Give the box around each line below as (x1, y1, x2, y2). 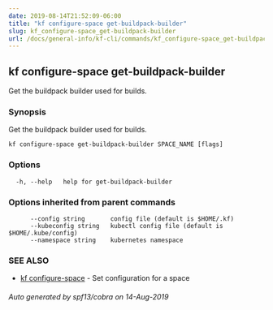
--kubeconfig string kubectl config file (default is (29, 222, 223, 230)
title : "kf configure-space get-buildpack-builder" (8, 19, 187, 28)
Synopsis (8, 106, 46, 118)
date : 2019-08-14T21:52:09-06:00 (8, 11, 122, 20)
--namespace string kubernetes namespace (29, 236, 184, 244)
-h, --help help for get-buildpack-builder (15, 178, 173, 186)
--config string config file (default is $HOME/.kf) (29, 214, 234, 223)
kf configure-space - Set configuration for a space (19, 273, 190, 283)
